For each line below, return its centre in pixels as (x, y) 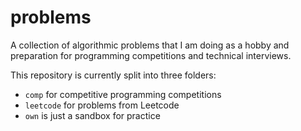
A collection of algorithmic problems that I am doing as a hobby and (150, 45)
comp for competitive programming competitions (123, 94)
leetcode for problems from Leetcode (102, 105)
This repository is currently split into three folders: (113, 75)
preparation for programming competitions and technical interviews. (151, 55)
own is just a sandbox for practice (92, 115)
